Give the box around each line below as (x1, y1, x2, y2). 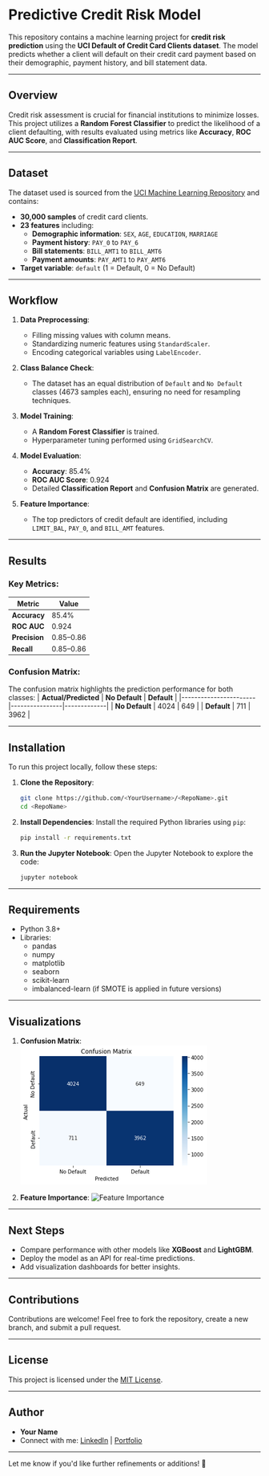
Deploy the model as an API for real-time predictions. (19, 1254, 195, 1263)
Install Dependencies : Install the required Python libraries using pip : (19, 817, 247, 826)
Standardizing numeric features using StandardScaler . (31, 339, 211, 349)
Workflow (8, 293, 58, 307)
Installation (8, 740, 66, 754)
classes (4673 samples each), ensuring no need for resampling (31, 387, 241, 397)
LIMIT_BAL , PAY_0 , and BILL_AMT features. (31, 524, 166, 533)
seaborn (31, 967, 60, 977)
